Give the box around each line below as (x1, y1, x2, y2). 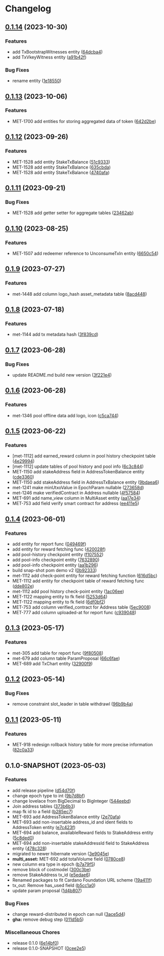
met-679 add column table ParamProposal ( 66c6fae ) (12, 655, 120, 661)
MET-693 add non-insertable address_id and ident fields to (12, 819, 133, 825)
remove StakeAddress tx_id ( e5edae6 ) (12, 872, 90, 878)
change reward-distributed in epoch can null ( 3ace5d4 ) (12, 911, 126, 917)
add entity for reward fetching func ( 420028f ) (12, 546, 106, 552)
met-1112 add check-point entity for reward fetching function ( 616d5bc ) (12, 573, 158, 578)
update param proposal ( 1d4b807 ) (12, 888, 82, 893)
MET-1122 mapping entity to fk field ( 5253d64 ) (12, 594, 108, 600)
